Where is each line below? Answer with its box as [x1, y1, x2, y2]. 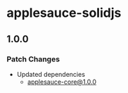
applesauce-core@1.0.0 [27, 77, 96, 86]
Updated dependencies [16, 70, 86, 78]
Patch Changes [6, 54, 60, 64]
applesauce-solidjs [6, 5, 122, 21]
